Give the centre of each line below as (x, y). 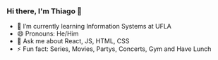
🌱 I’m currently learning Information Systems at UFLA (94, 27)
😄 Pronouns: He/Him (48, 33)
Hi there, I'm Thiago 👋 (44, 11)
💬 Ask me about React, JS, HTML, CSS (73, 41)
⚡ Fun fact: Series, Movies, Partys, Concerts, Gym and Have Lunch (114, 49)
